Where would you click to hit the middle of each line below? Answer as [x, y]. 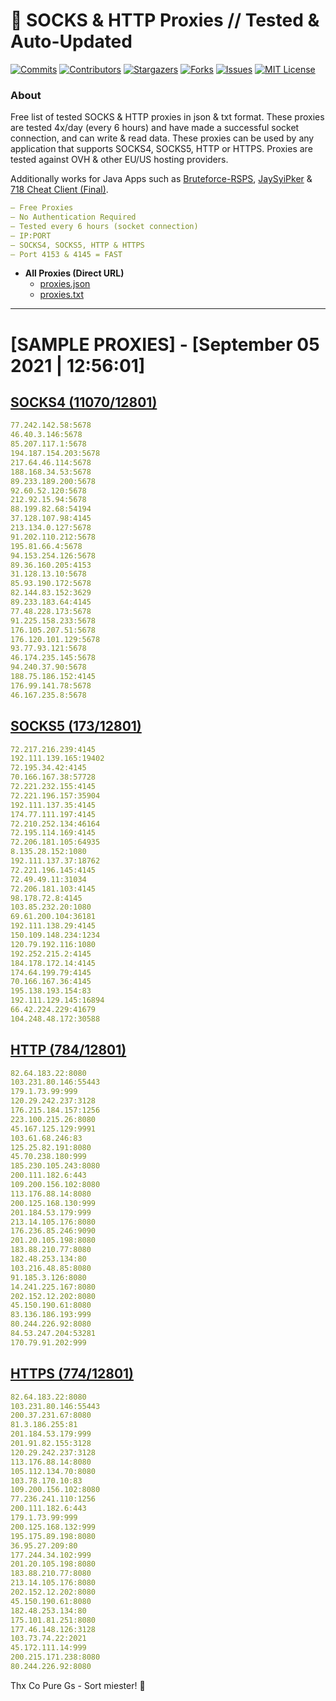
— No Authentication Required [73, 217]
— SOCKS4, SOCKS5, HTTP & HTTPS [77, 245]
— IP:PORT [31, 235]
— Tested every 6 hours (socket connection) [104, 226]
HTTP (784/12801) [68, 1050]
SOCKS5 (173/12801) [76, 726]
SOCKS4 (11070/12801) [84, 402]
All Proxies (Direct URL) [74, 273]
